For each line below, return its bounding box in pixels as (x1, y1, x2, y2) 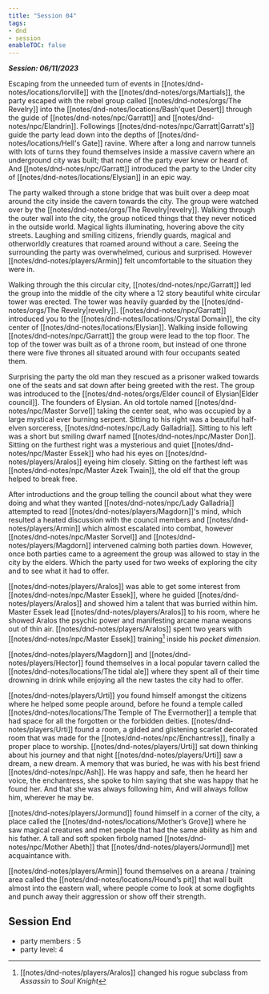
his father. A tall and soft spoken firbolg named (8, 833, 163, 843)
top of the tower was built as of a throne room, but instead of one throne (8, 339, 247, 349)
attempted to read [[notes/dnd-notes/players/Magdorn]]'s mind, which (8, 507, 242, 516)
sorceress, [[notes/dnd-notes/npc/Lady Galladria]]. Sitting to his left (27, 423, 252, 433)
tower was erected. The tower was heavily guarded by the (8, 297, 200, 307)
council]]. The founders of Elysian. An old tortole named (8, 398, 194, 407)
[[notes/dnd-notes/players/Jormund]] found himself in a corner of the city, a (8, 808, 260, 817)
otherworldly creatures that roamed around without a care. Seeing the (8, 239, 239, 249)
